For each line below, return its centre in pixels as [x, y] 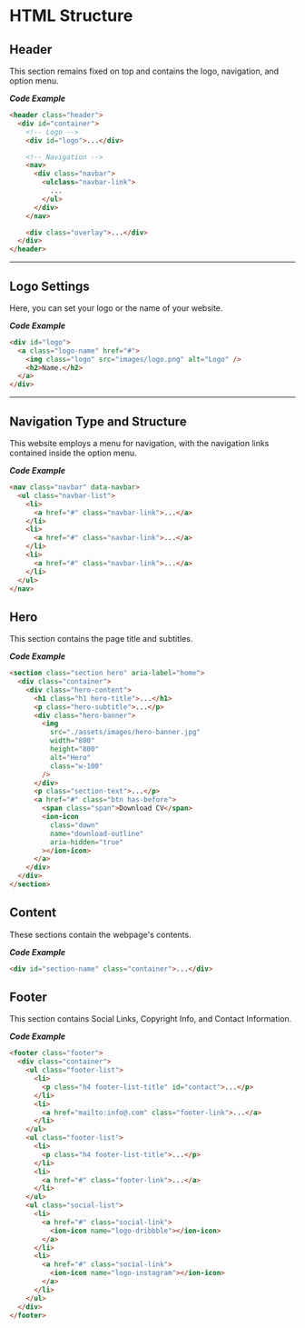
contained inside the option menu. [74, 453]
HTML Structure [71, 16]
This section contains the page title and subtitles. [101, 639]
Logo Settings [50, 286]
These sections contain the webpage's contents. [101, 934]
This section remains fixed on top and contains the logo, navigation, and [144, 71]
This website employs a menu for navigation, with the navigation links [139, 443]
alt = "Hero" [70, 757]
